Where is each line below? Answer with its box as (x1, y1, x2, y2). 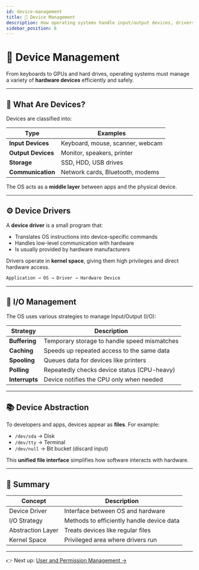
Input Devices (9, 139, 49, 147)
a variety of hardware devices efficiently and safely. (6, 76, 134, 84)
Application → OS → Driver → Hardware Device (6, 275, 120, 281)
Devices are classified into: (6, 115, 72, 122)
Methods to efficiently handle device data (64, 517, 179, 525)
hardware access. (6, 263, 50, 270)
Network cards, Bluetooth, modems (60, 168, 160, 176)
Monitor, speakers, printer (60, 149, 133, 157)
